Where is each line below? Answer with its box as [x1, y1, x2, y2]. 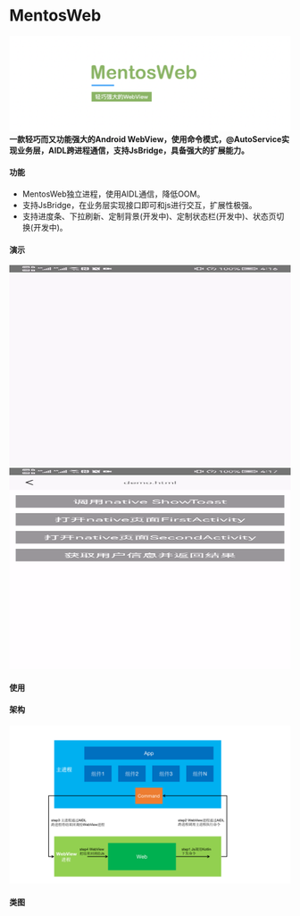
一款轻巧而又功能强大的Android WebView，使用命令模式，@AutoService [9, 133, 282, 144]
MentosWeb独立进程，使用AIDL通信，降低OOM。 [21, 189, 205, 199]
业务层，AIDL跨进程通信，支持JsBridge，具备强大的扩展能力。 [16, 145, 250, 155]
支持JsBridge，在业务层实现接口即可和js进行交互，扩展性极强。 [21, 199, 257, 210]
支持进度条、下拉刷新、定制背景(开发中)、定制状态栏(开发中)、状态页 [21, 211, 277, 222]
